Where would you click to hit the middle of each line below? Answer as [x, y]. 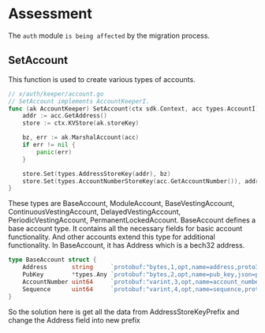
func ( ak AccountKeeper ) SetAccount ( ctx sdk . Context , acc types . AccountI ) [134, 109]
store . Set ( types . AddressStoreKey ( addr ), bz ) [97, 174]
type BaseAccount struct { [52, 260]
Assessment [50, 14]
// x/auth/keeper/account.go [56, 94]
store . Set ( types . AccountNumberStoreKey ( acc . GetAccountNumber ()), [132, 181]
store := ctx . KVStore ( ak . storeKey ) [81, 123]
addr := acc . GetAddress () [65, 116]
